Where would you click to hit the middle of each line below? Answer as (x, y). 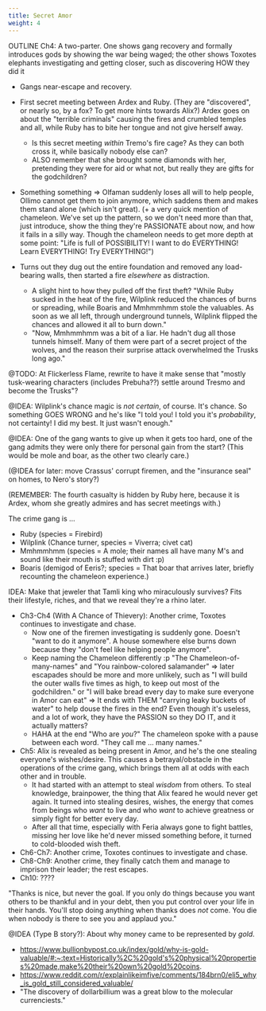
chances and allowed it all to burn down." (99, 324)
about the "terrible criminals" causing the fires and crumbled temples (133, 119)
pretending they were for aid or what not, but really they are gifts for (143, 168)
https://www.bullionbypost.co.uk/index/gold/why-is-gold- (114, 949)
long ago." (48, 358)
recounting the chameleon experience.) (84, 576)
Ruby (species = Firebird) (61, 533)
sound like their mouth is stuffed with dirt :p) (92, 559)
